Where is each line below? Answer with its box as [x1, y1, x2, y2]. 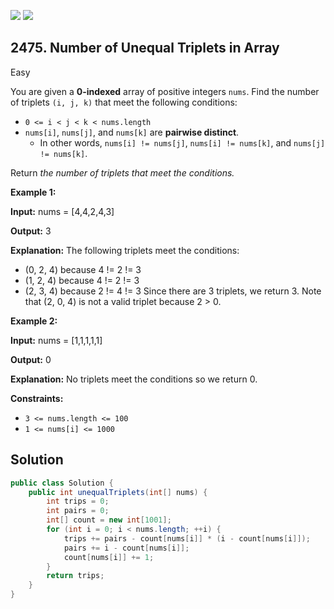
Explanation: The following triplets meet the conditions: [10, 244, 240, 256]
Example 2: [10, 315, 58, 327]
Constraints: [10, 392, 64, 404]
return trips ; [46, 571, 105, 581]
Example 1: [10, 186, 57, 198]
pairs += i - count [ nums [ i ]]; [63, 543, 190, 553]
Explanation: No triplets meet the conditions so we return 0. [10, 373, 258, 385]
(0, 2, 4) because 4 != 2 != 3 [24, 263, 142, 275]
